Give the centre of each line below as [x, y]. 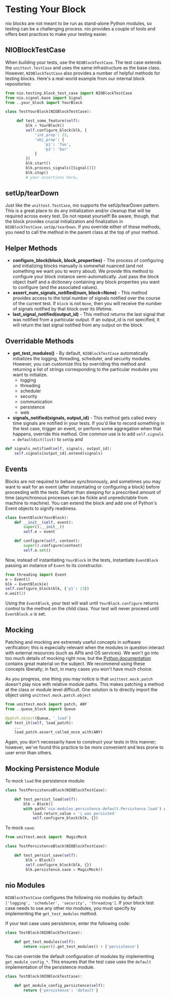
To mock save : [20, 828]
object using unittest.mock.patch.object [48, 695]
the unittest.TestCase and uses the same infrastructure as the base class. [83, 67]
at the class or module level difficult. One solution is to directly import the [81, 689]
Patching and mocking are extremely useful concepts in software [73, 642]
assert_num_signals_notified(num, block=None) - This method [80, 293]
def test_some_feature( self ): [48, 121]
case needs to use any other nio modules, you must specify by [71, 908]
